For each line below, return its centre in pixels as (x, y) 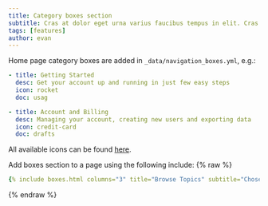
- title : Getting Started (51, 75)
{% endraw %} (33, 195)
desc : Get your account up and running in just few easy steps (122, 83)
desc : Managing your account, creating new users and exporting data (133, 119)
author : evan (30, 38)
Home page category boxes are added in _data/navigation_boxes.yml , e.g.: (132, 61)
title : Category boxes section (60, 16)
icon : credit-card (46, 127)
